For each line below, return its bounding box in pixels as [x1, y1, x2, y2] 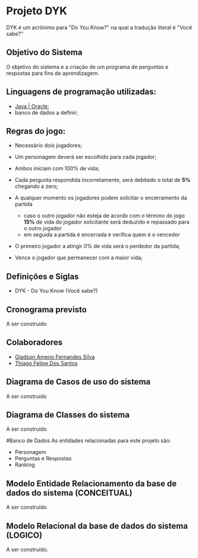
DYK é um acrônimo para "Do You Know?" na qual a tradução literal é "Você [6, 24, 192, 31]
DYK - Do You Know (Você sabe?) [14, 287, 98, 294]
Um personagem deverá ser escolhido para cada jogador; [14, 153, 156, 161]
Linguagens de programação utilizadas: [6, 87, 156, 97]
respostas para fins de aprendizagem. [6, 70, 99, 77]
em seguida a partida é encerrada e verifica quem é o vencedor [23, 231, 180, 239]
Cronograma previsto [6, 305, 87, 315]
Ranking [14, 461, 35, 468]
